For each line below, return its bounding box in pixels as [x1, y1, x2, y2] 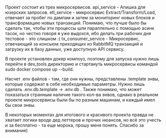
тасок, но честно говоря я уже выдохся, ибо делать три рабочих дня [5, 31, 151, 36]
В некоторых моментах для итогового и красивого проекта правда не [5, 112, 154, 118]
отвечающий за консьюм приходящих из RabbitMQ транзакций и [5, 41, 143, 46]
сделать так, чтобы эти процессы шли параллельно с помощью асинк [5, 25, 155, 31]
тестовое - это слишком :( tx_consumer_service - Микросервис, [5, 36, 140, 42]
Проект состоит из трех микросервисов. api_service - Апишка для [5, 4, 146, 10]
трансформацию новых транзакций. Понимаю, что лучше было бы [5, 20, 147, 26]
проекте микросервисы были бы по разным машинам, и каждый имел [5, 97, 155, 103]
